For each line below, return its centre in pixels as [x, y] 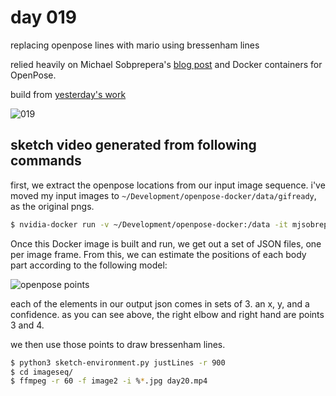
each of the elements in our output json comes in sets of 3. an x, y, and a [160, 303]
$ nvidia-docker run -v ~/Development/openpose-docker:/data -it [149, 224]
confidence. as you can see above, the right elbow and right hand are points [167, 314]
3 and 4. [27, 325]
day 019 [44, 17]
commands [46, 161]
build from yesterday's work [68, 94]
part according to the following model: [89, 265]
